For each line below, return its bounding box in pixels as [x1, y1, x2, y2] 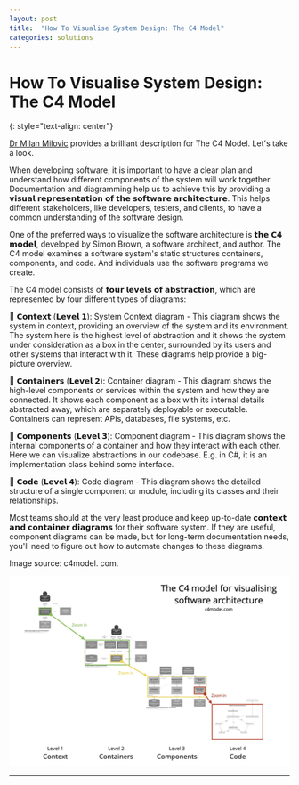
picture [9, 359, 36, 369]
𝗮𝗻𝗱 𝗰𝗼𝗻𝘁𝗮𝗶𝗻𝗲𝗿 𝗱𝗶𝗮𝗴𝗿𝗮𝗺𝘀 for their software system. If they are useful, [9, 522, 276, 533]
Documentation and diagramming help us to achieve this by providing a [9, 183, 271, 195]
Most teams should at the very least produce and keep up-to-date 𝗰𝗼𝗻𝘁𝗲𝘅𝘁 [9, 513, 287, 523]
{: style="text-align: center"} [9, 121, 114, 132]
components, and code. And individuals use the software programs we [9, 258, 269, 269]
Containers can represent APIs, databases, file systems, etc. [9, 414, 231, 425]
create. [9, 267, 36, 278]
